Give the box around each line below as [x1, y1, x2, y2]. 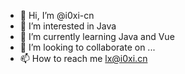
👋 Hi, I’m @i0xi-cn [19, 10, 95, 21]
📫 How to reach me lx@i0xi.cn [19, 53, 148, 64]
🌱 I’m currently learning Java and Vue [19, 31, 175, 42]
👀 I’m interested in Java [19, 20, 117, 32]
